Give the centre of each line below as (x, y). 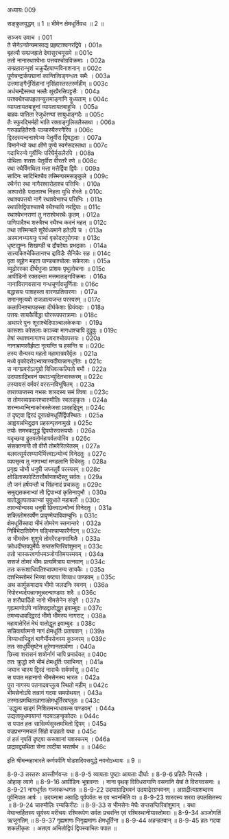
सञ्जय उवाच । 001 (30, 37)
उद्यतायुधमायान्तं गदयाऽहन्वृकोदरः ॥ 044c (53, 716)
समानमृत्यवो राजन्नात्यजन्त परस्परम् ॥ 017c (54, 300)
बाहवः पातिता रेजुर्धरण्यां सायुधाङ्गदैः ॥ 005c (56, 114)
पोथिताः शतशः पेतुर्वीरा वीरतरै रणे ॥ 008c (52, 161)
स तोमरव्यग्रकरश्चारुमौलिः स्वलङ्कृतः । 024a (57, 400)
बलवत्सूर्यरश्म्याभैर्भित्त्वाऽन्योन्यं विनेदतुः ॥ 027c (57, 454)
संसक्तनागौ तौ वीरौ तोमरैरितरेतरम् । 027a (54, 446)
